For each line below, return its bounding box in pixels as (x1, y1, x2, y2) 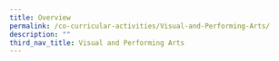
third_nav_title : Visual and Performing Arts (9, 38, 184, 48)
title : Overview (9, 13, 71, 22)
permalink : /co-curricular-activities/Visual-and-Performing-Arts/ (9, 22, 271, 30)
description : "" (9, 30, 71, 39)
